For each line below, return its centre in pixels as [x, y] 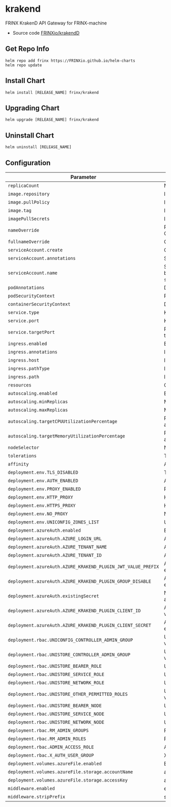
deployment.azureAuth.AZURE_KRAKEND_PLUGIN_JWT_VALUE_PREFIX [83, 567]
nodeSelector [24, 447]
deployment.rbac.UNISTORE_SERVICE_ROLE [56, 674]
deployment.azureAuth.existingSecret [53, 596]
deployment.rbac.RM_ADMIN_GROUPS [48, 730]
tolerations [22, 456]
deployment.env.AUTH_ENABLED [43, 480]
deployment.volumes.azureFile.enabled [55, 763]
